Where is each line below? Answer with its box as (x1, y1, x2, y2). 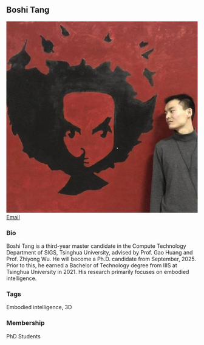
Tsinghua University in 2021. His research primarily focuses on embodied (6, 268, 189, 276)
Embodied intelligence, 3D (6, 304, 72, 311)
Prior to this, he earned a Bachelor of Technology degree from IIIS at (6, 262, 177, 269)
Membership (6, 319, 45, 327)
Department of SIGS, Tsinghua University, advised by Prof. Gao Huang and (6, 249, 193, 256)
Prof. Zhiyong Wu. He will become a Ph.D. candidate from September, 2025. (6, 255, 196, 263)
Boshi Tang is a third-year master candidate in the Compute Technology (6, 242, 186, 250)
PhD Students (6, 332, 41, 340)
